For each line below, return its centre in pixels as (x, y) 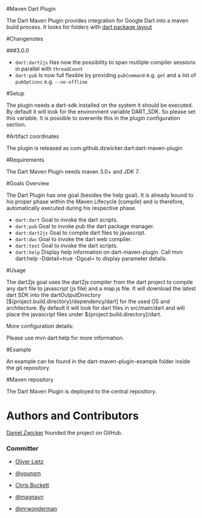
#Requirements (25, 160)
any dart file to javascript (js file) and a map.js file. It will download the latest (101, 288)
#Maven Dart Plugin (31, 9)
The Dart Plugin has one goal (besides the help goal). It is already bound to (100, 195)
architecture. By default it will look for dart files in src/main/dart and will (96, 308)
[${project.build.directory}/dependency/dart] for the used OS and (88, 301)
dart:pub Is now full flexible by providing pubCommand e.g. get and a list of (105, 75)
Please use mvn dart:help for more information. (65, 338)
